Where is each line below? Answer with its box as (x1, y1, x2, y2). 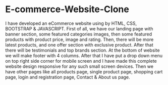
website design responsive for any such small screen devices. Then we (5, 63, 154, 69)
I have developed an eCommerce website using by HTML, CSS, (5, 20, 137, 26)
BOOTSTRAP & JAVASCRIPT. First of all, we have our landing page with (5, 25, 153, 31)
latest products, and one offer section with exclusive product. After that (5, 41, 153, 48)
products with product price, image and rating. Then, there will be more (5, 36, 154, 42)
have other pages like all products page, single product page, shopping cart (5, 68, 163, 74)
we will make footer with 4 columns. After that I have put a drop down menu (5, 52, 163, 59)
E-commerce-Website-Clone (5, 4, 130, 15)
